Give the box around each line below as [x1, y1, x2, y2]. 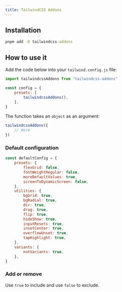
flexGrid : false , [23, 165, 59, 170]
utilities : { [14, 188, 42, 194]
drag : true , [23, 207, 49, 212]
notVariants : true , [23, 249, 64, 254]
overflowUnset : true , [23, 231, 69, 236]
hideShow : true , [23, 216, 57, 222]
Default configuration [5, 144, 59, 151]
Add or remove [5, 270, 42, 277]
